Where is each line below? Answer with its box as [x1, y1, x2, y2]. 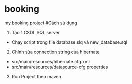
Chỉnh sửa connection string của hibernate [11, 49, 100, 55]
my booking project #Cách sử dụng [4, 20, 78, 26]
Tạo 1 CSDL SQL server [11, 29, 60, 35]
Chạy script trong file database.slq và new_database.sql [11, 39, 128, 45]
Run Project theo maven [11, 73, 62, 79]
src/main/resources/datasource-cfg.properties [11, 64, 108, 70]
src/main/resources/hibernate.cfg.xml [11, 58, 90, 64]
